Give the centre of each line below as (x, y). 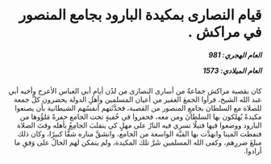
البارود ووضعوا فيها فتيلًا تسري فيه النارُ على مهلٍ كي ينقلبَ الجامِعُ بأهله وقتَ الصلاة (139, 125)
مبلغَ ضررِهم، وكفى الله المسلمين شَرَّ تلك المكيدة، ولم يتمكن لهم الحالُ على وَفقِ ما (138, 142)
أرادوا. (253, 151)
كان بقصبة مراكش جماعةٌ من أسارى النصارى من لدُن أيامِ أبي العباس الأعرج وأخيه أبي (135, 91)
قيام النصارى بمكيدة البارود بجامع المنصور (140, 15)
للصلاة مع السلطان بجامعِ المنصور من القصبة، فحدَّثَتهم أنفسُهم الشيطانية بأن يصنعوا (138, 108)
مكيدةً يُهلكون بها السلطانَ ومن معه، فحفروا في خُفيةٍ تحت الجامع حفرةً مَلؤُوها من (141, 117)
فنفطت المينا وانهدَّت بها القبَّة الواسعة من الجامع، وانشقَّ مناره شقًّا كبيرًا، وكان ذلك (140, 134)
